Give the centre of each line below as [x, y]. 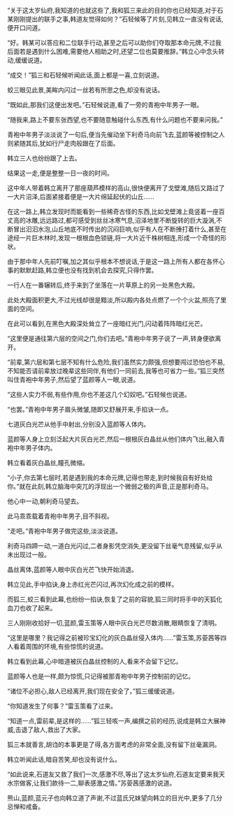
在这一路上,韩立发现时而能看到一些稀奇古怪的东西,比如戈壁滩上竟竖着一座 [113, 211]
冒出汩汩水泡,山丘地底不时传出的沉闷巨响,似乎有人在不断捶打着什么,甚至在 [120, 229]
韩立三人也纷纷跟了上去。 [44, 158]
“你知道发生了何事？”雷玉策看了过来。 [62, 706]
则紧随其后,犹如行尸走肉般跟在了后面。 [64, 143]
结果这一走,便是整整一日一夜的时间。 [60, 173]
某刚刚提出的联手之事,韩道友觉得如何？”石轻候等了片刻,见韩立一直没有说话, [115, 19]
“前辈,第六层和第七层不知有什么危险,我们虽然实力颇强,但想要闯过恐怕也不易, [116, 362]
